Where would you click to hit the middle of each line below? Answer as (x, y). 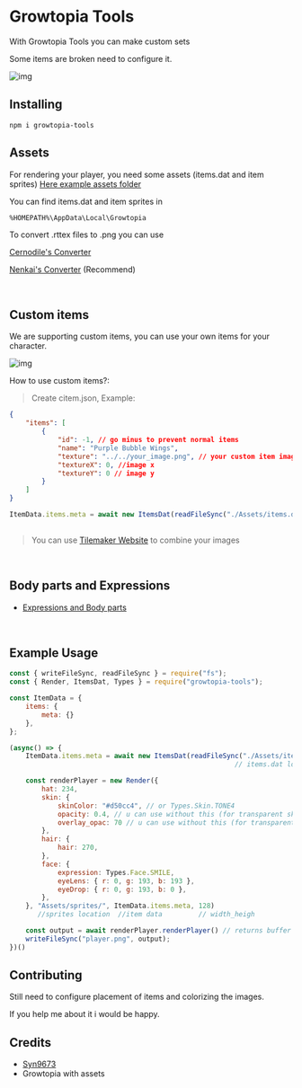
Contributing (46, 975)
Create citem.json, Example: (83, 398)
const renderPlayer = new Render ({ (92, 781)
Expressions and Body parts (75, 607)
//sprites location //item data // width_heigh (146, 915)
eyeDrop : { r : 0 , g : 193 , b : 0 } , (122, 889)
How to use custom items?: (60, 381)
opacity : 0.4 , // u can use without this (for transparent (170, 814)
